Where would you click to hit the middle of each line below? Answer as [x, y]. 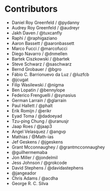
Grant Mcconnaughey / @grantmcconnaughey [58, 147]
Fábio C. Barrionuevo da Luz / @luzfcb [50, 74]
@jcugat [20, 80]
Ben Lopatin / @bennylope [38, 90]
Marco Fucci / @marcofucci [39, 48]
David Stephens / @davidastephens [47, 168]
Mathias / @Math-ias [33, 137]
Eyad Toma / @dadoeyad [37, 116]
